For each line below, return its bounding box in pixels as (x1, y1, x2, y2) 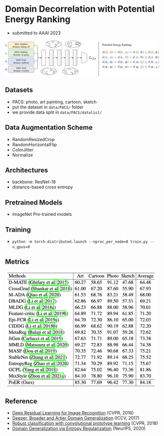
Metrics (5, 258, 29, 266)
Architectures (5, 166, 48, 174)
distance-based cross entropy (12, 184, 73, 190)
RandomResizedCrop (12, 136, 55, 142)
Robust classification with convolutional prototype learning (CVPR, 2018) (12, 420, 159, 426)
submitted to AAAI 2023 (12, 30, 61, 36)
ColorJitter (12, 146, 34, 152)
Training (5, 226, 31, 234)
